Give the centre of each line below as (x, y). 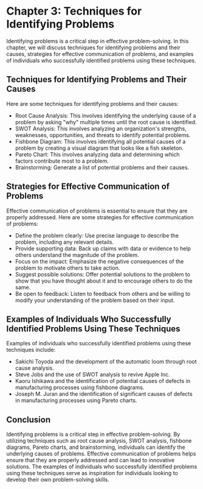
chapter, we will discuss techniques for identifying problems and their (93, 47)
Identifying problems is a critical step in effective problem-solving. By (93, 434)
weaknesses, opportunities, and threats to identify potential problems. (103, 135)
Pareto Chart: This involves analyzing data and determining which (98, 154)
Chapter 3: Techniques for (74, 11)
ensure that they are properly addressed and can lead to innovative (91, 460)
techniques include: (31, 350)
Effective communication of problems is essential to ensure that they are (97, 211)
